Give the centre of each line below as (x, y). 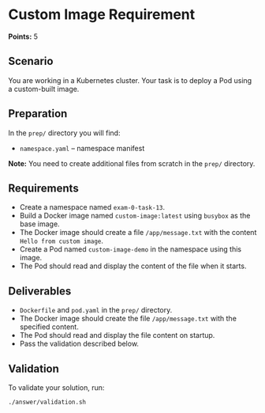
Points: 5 (23, 36)
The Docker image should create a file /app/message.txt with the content (138, 233)
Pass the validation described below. (79, 344)
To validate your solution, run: (56, 388)
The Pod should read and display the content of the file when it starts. (133, 266)
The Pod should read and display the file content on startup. (117, 335)
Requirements (43, 188)
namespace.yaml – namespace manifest (82, 148)
